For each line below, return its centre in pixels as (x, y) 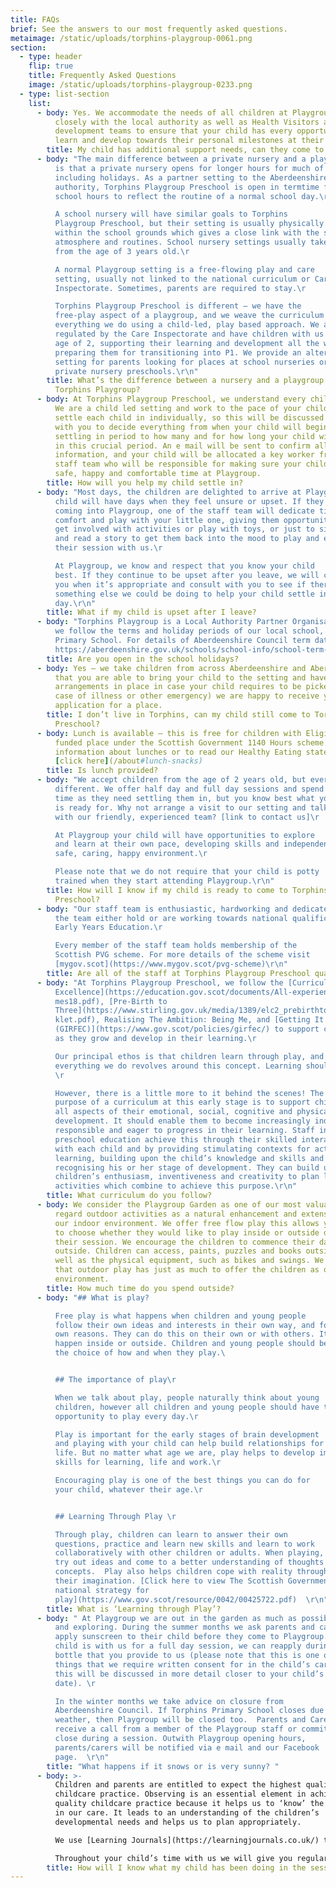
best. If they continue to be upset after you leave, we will (187, 575)
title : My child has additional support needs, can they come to (185, 150)
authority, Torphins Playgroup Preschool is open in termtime (187, 187)
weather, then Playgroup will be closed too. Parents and (180, 1720)
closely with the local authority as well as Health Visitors (187, 122)
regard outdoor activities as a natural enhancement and (176, 1214)
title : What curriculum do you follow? (129, 1196)
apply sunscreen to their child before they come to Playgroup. (191, 1637)
